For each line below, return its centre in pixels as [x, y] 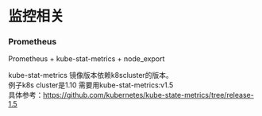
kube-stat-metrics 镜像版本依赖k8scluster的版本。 [91, 75]
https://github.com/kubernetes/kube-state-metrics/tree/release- [148, 95]
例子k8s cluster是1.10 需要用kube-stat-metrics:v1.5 [91, 85]
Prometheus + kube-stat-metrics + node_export [87, 59]
